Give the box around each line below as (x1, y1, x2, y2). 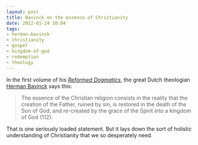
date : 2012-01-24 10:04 (6, 20, 66, 26)
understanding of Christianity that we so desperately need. (6, 131, 153, 139)
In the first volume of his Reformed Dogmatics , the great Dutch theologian (6, 76, 190, 83)
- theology (6, 59, 34, 65)
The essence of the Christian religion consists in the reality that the (21, 94, 188, 101)
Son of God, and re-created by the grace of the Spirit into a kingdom (21, 107, 191, 114)
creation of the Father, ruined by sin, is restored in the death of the (21, 100, 187, 108)
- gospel (6, 43, 28, 49)
